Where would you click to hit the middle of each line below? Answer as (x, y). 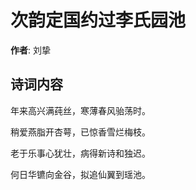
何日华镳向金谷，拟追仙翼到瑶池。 (80, 174)
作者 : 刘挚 (30, 50)
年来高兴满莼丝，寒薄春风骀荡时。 (80, 110)
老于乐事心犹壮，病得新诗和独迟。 (80, 153)
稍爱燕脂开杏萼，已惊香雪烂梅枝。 (80, 132)
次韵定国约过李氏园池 (98, 20)
